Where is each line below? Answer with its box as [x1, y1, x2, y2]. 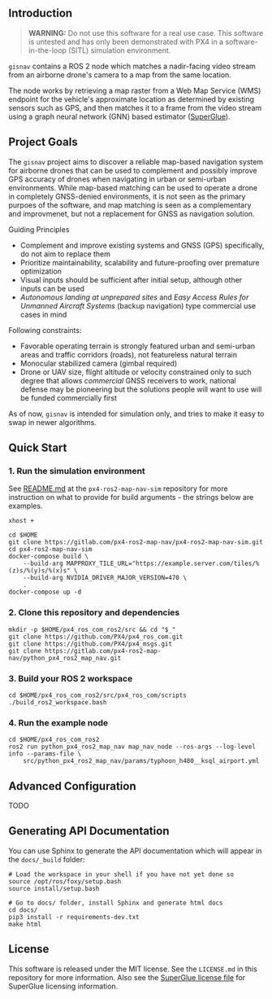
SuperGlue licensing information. [8, 981, 119, 991]
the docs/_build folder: [8, 854, 85, 864]
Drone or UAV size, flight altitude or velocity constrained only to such [19, 366, 252, 377]
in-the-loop [28, 45, 67, 55]
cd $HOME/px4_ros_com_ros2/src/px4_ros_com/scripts [8, 691, 187, 699]
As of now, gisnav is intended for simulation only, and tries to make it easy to [8, 409, 265, 418]
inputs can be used [19, 283, 85, 293]
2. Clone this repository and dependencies [8, 607, 180, 618]
